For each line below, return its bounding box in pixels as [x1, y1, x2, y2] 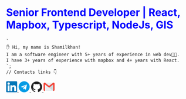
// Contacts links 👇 [6, 69, 58, 75]
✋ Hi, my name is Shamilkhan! [6, 44, 81, 50]
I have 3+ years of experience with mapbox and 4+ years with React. [6, 57, 180, 63]
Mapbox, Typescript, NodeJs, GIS [6, 18, 174, 32]
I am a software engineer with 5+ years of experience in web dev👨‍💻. [6, 52, 180, 57]
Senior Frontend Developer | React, [6, 6, 181, 19]
